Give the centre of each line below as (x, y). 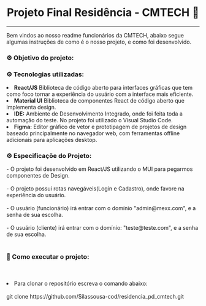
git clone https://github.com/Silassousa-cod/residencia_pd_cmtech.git (95, 296)
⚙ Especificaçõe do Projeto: (49, 156)
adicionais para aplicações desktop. (52, 140)
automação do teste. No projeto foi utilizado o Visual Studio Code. (90, 120)
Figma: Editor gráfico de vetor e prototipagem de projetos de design (101, 127)
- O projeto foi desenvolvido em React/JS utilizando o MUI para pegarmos (100, 169)
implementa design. (31, 108)
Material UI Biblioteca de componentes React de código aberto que (100, 101)
